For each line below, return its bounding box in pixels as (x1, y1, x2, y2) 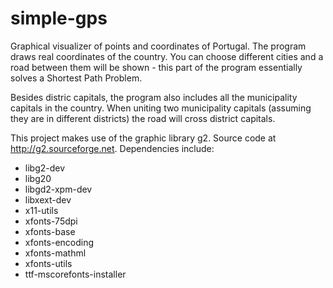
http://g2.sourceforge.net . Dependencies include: (10, 142, 215, 154)
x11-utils (24, 204, 59, 216)
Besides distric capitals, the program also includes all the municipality (10, 91, 298, 103)
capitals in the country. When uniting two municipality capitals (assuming (10, 102, 312, 114)
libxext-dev (24, 193, 72, 206)
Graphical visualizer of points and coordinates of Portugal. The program (10, 40, 307, 52)
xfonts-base (24, 225, 76, 237)
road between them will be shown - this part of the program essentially (10, 61, 303, 73)
